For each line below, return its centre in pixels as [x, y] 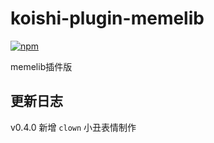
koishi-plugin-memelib [107, 18]
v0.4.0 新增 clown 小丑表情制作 [73, 127]
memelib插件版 [41, 66]
